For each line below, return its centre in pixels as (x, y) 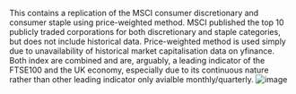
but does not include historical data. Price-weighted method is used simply (148, 41)
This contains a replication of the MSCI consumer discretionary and (134, 13)
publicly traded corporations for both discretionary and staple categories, (145, 32)
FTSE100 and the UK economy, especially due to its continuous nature (139, 70)
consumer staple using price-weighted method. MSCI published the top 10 (147, 22)
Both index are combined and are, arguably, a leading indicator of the (137, 60)
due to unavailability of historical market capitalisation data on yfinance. (142, 51)
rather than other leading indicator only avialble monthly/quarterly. (131, 79)
